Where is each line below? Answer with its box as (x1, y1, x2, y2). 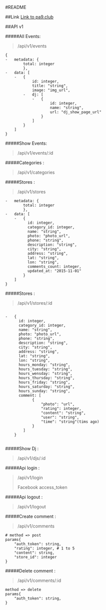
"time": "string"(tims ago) (40, 419, 99, 424)
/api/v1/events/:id (17, 150, 53, 156)
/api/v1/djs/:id (17, 455, 46, 461)
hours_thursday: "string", (18, 375, 75, 380)
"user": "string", (40, 415, 79, 420)
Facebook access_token (17, 484, 67, 490)
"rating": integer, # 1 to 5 (14, 546, 75, 551)
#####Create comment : (5, 513, 56, 519)
